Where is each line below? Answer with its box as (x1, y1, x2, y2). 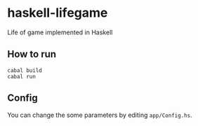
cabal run (7, 73, 37, 80)
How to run (7, 48, 57, 60)
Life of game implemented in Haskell (7, 28, 113, 36)
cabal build (7, 66, 42, 74)
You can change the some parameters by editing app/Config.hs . (7, 111, 192, 119)
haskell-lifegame (7, 5, 108, 21)
